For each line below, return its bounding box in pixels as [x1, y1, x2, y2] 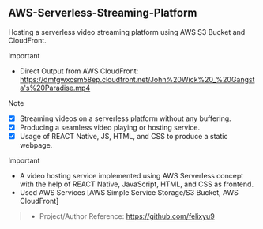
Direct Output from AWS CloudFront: [19, 66, 139, 76]
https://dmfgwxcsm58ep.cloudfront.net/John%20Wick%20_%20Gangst [19, 74, 255, 84]
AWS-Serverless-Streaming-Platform [8, 6, 197, 20]
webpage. [19, 141, 53, 149]
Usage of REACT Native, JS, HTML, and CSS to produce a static [19, 131, 228, 141]
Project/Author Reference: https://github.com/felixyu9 [39, 212, 215, 220]
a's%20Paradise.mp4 [19, 83, 91, 92]
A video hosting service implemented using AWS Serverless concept [19, 171, 244, 180]
